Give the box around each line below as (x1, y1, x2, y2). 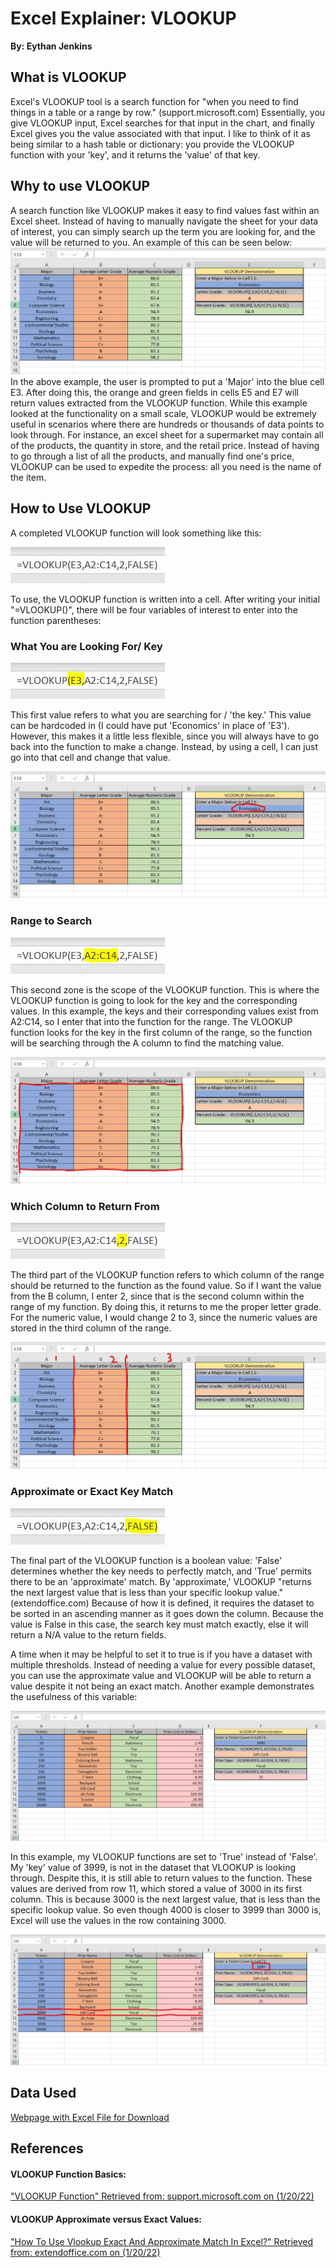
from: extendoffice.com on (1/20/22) (10, 2246, 161, 2258)
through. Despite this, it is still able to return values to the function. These (10, 1872, 313, 1884)
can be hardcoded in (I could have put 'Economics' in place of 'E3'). (10, 719, 290, 731)
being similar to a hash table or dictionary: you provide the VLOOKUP (10, 138, 295, 150)
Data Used (10, 2085, 77, 2102)
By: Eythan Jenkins (10, 40, 93, 52)
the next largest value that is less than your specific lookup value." (10, 1586, 284, 1598)
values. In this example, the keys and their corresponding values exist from (10, 1005, 319, 1017)
